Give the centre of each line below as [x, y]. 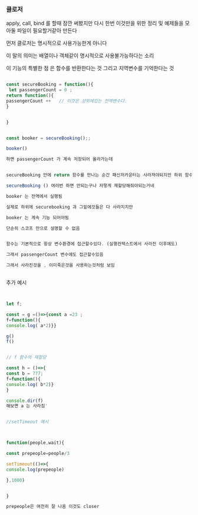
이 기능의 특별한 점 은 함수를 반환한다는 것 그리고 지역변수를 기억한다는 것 [90, 68]
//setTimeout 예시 [27, 422]
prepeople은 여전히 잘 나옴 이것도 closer [53, 507]
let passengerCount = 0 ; [40, 90]
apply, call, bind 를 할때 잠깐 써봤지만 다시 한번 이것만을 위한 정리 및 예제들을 [95, 23]
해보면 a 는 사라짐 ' [27, 406]
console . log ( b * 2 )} [30, 384]
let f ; [14, 304]
